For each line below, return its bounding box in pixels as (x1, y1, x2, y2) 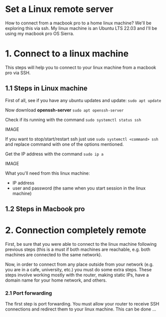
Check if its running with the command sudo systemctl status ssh (5, 116, 142, 122)
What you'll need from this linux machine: (5, 170, 90, 176)
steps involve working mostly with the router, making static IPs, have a (5, 272, 149, 278)
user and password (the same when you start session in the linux (12, 185, 146, 191)
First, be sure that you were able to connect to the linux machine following (5, 241, 157, 247)
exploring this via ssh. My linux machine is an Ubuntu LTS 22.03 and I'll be (5, 25, 158, 31)
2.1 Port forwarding (5, 290, 52, 297)
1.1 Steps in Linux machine (5, 84, 88, 93)
